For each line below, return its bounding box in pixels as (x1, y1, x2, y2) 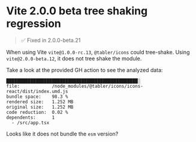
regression (6, 17, 62, 30)
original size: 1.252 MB (6, 104, 74, 110)
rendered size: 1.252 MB (6, 98, 74, 105)
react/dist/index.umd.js (6, 88, 68, 94)
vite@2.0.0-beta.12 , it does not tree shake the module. (6, 55, 142, 62)
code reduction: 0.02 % (6, 109, 68, 115)
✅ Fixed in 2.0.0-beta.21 (20, 36, 81, 44)
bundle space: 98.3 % (6, 94, 68, 100)
